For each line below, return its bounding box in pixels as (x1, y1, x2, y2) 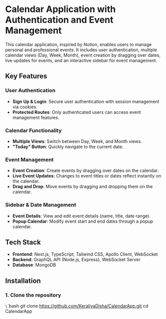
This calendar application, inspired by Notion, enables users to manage (5, 41, 152, 47)
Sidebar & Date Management (5, 202, 76, 209)
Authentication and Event (5, 14, 113, 26)
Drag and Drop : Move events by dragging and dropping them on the (12, 184, 153, 190)
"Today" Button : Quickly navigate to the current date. (12, 143, 123, 149)
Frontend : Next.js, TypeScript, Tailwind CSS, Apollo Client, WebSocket (12, 251, 158, 257)
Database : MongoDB (12, 262, 56, 268)
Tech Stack (5, 238, 41, 246)
